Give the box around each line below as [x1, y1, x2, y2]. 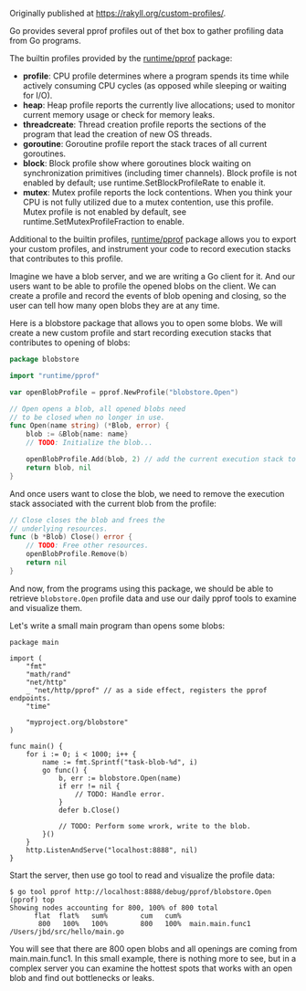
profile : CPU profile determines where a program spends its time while [22, 70, 290, 81]
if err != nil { [58, 781, 121, 791]
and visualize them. [9, 602, 83, 613]
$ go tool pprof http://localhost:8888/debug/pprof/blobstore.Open [9, 887, 272, 896]
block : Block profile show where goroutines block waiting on [22, 158, 251, 168]
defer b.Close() [58, 806, 121, 815]
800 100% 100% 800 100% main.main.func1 [37, 919, 251, 928]
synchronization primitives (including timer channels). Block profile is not [22, 168, 298, 178]
